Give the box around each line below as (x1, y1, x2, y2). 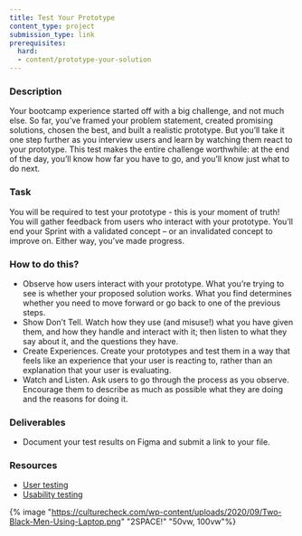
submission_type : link (9, 30, 95, 39)
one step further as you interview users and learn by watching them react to (9, 135, 293, 146)
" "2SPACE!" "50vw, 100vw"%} (120, 516, 237, 527)
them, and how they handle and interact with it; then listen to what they (22, 326, 288, 337)
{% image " (9, 507, 52, 518)
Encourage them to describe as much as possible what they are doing (22, 383, 283, 394)
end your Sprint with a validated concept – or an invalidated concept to (9, 225, 273, 236)
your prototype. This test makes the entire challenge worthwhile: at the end (9, 144, 289, 155)
